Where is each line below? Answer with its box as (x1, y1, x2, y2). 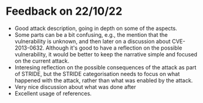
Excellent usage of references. (14, 90, 92, 97)
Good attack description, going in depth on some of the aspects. (14, 25, 178, 32)
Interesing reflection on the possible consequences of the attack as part (14, 63, 197, 71)
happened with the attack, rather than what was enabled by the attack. (14, 77, 193, 84)
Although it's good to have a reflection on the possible (45, 44, 183, 51)
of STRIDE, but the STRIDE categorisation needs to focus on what (14, 70, 180, 77)
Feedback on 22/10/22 (6, 4, 123, 18)
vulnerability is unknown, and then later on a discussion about (14, 37, 171, 45)
